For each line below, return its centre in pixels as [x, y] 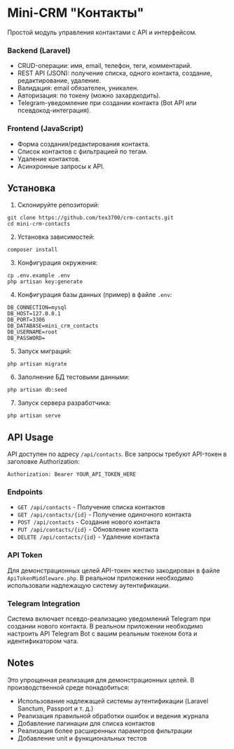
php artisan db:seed [37, 390]
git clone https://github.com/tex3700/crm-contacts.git [90, 218]
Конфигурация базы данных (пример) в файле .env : [95, 295]
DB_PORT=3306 [26, 320]
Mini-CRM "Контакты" [76, 13]
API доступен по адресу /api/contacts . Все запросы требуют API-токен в [117, 454]
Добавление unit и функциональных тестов [82, 738]
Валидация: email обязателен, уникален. [78, 88]
